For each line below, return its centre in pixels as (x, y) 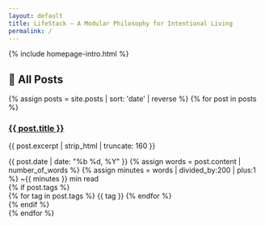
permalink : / (30, 31)
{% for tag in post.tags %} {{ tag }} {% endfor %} (90, 196)
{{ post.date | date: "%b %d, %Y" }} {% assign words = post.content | (124, 162)
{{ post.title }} (36, 129)
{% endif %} (29, 205)
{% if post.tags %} (39, 188)
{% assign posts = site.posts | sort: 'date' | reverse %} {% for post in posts (132, 99)
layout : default (36, 16)
